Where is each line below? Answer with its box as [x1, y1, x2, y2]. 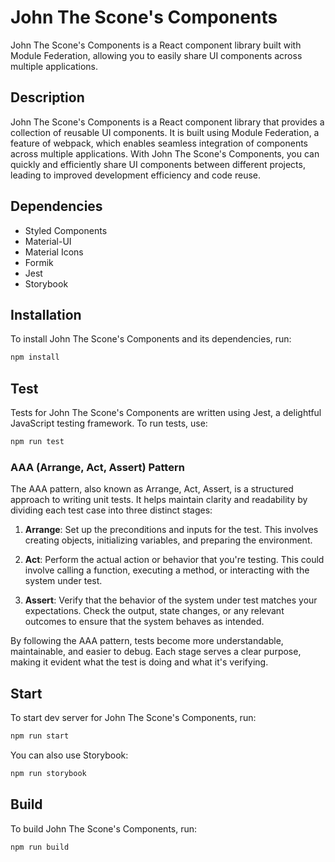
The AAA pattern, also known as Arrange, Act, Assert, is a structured [10, 483, 294, 495]
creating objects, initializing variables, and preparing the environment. [24, 534, 313, 546]
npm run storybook [10, 768, 87, 778]
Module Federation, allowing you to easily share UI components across [10, 49, 303, 61]
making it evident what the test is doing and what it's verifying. [10, 656, 269, 668]
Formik [24, 256, 54, 268]
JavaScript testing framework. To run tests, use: [10, 417, 208, 430]
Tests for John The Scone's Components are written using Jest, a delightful [10, 407, 322, 419]
